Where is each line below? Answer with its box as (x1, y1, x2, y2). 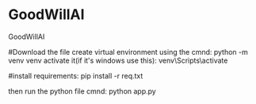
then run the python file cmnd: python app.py (8, 86, 156, 96)
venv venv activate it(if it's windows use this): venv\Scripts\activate (8, 56, 228, 65)
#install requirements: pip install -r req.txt (8, 71, 143, 80)
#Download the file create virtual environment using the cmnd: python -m (8, 47, 248, 56)
